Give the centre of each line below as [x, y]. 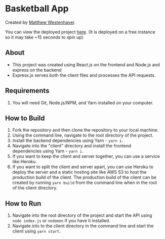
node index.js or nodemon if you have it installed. [61, 221]
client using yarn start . [36, 231]
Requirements [27, 91]
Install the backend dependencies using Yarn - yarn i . [68, 141]
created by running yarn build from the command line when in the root [84, 183]
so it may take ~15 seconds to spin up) [44, 37]
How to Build [25, 118]
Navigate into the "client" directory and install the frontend [72, 146]
